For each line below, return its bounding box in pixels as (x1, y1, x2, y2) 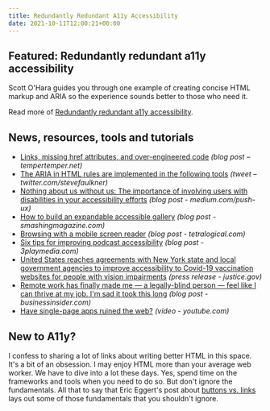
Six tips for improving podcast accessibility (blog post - (19, 238, 204, 247)
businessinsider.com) (19, 297, 91, 307)
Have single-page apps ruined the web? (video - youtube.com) (19, 306, 230, 316)
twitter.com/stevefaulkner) (19, 178, 109, 188)
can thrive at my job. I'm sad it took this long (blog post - (19, 289, 209, 299)
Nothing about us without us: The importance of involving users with (19, 186, 248, 196)
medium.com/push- (189, 195, 255, 205)
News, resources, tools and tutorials (8, 131, 194, 144)
